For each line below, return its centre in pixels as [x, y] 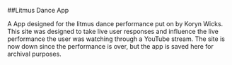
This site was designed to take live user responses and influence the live [113, 31]
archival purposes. [34, 54]
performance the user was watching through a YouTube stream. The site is [116, 39]
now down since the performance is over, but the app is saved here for [110, 46]
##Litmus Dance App [38, 10]
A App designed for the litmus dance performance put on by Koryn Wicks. [115, 24]
